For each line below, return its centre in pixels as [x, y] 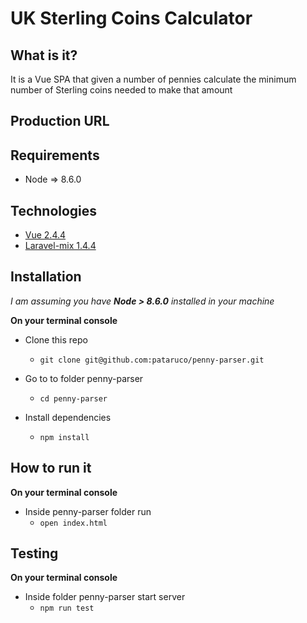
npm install [64, 437]
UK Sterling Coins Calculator [131, 18]
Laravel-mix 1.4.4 [60, 246]
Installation [46, 277]
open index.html [73, 523]
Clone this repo [56, 339]
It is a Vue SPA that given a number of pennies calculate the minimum [153, 79]
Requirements [55, 155]
